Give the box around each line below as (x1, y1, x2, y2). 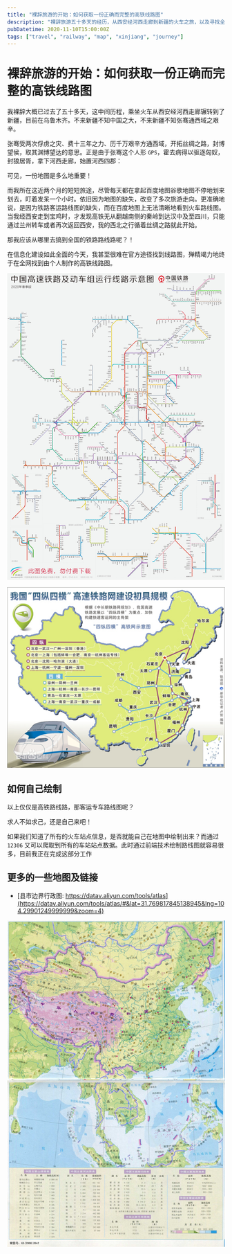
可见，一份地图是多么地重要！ (7, 172, 92, 180)
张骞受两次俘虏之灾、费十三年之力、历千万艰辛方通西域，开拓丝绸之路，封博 (7, 139, 225, 148)
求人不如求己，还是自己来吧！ (7, 817, 92, 825)
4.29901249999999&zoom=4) (17, 906, 104, 915)
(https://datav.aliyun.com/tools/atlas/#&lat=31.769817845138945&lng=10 (17, 899, 224, 907)
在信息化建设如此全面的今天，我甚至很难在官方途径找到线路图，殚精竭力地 (7, 250, 219, 259)
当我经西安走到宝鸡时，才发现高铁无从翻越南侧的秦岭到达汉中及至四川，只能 (7, 212, 225, 221)
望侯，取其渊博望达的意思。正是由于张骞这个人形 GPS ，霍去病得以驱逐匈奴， (7, 148, 224, 156)
